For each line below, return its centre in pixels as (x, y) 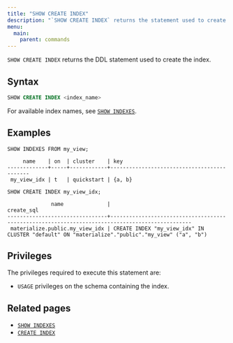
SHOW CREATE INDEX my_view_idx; (54, 192)
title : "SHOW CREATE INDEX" (48, 14)
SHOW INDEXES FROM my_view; (48, 149)
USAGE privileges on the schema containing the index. (93, 286)
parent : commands (45, 40)
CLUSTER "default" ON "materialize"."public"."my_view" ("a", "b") (107, 235)
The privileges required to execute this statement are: (84, 272)
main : (22, 33)
